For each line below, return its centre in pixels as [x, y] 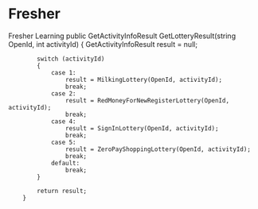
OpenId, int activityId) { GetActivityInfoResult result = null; [103, 44]
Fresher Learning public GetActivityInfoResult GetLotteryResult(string [122, 36]
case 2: [64, 93]
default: [65, 163]
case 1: [64, 72]
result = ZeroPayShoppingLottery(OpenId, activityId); [158, 149]
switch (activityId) [71, 59]
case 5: [64, 142]
